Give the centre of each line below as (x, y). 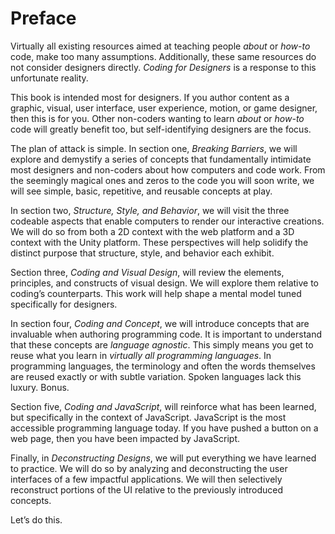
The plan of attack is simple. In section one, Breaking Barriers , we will (154, 148)
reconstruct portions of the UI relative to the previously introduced (147, 489)
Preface (43, 18)
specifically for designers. (64, 304)
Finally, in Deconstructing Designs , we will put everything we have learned (163, 458)
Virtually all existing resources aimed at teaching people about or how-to (160, 46)
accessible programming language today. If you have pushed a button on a (164, 428)
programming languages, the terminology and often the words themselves (163, 366)
